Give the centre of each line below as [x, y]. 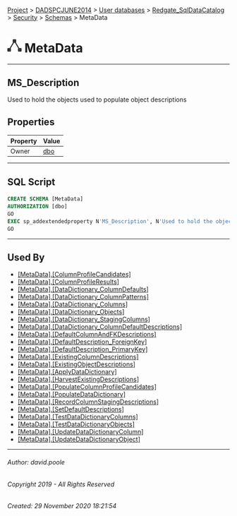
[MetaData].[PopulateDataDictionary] [71, 395]
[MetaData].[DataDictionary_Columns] [73, 304]
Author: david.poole [36, 462]
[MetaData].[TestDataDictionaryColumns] [78, 417]
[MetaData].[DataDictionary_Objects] [71, 312]
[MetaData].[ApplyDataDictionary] [67, 372]
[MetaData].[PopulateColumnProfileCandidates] [87, 387]
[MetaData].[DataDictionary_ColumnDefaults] [83, 289]
